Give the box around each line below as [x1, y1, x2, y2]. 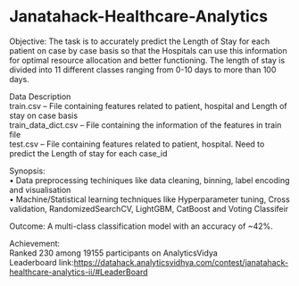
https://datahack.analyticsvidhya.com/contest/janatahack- [73, 257, 288, 267]
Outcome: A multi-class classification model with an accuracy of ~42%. [9, 221, 274, 231]
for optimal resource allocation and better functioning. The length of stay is [9, 55, 286, 65]
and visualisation [9, 184, 71, 195]
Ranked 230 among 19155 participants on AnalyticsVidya [9, 248, 219, 258]
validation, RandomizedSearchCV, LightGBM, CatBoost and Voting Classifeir [9, 203, 288, 214]
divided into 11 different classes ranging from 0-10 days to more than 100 [9, 64, 277, 75]
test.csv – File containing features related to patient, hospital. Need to [9, 139, 265, 149]
